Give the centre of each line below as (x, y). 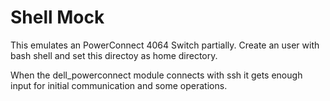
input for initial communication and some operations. (119, 85)
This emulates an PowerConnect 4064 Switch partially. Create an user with (165, 45)
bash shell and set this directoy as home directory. (114, 55)
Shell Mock (57, 17)
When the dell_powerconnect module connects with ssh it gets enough (156, 75)
